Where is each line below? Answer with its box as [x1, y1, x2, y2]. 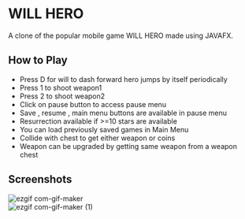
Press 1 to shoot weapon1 [19, 83, 102, 92]
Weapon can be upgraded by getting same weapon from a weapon [19, 141, 238, 150]
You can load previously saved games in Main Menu [19, 124, 189, 134]
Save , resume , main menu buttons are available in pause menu [19, 108, 227, 117]
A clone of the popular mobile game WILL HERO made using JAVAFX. [8, 31, 234, 40]
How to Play [8, 54, 69, 67]
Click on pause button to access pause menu [19, 99, 167, 109]
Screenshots [8, 173, 72, 186]
